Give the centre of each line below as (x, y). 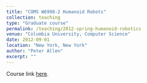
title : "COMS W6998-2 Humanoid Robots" (56, 12)
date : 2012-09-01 (28, 40)
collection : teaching (33, 17)
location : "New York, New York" (47, 46)
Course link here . (28, 73)
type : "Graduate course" (37, 23)
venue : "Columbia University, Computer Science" (68, 34)
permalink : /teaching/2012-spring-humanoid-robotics (74, 29)
